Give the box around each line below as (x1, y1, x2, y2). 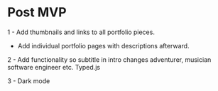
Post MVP (7, 4, 67, 21)
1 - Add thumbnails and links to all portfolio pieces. (7, 28, 155, 36)
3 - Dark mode (7, 76, 50, 85)
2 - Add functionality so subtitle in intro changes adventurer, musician (7, 55, 212, 64)
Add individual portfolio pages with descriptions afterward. (17, 41, 190, 50)
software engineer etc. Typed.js (7, 63, 101, 71)
